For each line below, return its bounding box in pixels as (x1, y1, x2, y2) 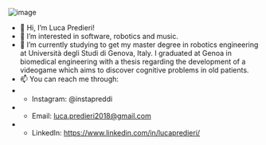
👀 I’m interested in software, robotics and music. (19, 32, 179, 41)
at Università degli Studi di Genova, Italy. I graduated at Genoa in (19, 49, 233, 57)
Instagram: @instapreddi (31, 94, 113, 104)
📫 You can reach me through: (19, 74, 119, 84)
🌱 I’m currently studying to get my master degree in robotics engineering (19, 40, 259, 49)
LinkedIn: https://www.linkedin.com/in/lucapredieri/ (31, 128, 201, 137)
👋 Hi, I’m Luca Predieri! (19, 23, 96, 32)
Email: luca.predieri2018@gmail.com (31, 112, 151, 120)
